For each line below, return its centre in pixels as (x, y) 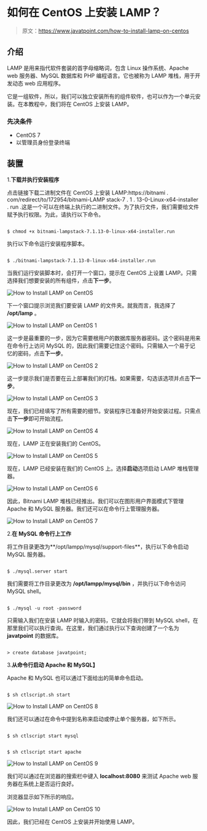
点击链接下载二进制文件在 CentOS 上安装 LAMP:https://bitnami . (88, 192)
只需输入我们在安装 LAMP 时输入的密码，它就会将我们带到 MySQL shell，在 (103, 620)
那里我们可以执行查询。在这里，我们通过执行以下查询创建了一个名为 (93, 628)
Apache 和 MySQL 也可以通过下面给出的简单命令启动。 (77, 678)
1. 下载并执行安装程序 (33, 179)
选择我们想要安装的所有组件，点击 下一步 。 (61, 280)
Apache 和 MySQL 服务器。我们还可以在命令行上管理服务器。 (85, 508)
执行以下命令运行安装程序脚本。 (47, 244)
